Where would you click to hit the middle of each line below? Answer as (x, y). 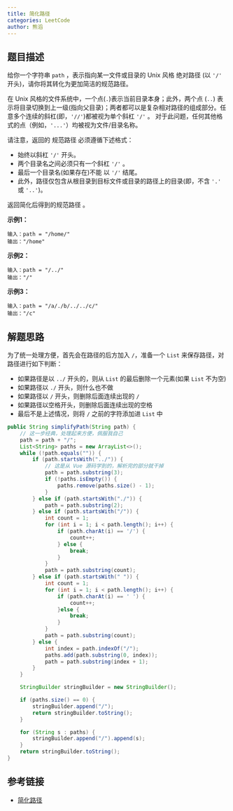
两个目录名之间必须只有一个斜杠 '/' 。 (73, 164)
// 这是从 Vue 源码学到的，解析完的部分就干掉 (104, 466)
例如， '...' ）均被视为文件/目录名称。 (86, 125)
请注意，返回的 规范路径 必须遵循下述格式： (70, 140)
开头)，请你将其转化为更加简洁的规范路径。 (70, 84)
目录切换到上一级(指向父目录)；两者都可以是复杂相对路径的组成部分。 (120, 108)
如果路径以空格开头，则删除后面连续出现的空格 (85, 405)
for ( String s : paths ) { (58, 732)
